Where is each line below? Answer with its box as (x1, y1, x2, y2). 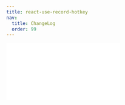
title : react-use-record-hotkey (6, 9, 88, 15)
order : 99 (12, 26, 36, 32)
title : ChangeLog (12, 20, 56, 26)
